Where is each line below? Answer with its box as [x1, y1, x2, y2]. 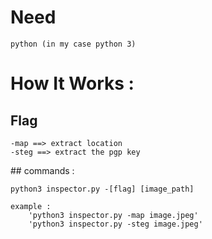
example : [10, 201, 52, 211]
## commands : [10, 164, 75, 176]
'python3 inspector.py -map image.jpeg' [28, 210, 199, 220]
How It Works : [10, 72, 135, 95]
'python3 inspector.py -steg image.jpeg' [28, 219, 203, 229]
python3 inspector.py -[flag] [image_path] [10, 184, 195, 194]
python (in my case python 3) [10, 39, 137, 49]
